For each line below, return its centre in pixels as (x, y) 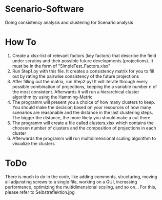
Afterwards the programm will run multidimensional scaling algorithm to (84, 138)
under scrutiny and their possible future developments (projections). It (83, 61)
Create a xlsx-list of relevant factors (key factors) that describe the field (84, 55)
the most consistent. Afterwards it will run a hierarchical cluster (76, 91)
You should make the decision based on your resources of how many (82, 107)
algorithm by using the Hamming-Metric (52, 97)
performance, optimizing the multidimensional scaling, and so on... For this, (81, 187)
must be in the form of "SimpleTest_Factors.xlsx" (61, 66)
